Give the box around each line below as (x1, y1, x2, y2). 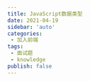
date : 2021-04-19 (7, 17, 59, 24)
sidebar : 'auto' (7, 23, 55, 30)
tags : (7, 43, 23, 50)
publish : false (7, 63, 52, 70)
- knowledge (10, 56, 46, 63)
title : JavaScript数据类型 (7, 10, 83, 18)
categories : (7, 30, 43, 37)
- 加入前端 (10, 37, 39, 44)
